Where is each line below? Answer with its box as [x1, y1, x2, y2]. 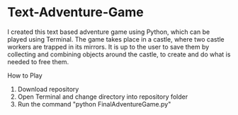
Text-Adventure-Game [7, 4, 144, 20]
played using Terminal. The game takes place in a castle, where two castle [7, 35, 225, 43]
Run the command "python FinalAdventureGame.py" [17, 99, 171, 108]
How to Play [7, 71, 42, 80]
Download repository [17, 85, 79, 93]
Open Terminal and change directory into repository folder [17, 92, 188, 101]
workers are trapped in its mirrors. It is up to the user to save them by [7, 42, 210, 51]
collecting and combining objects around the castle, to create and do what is [7, 50, 231, 59]
